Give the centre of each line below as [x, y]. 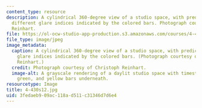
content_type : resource [36, 12]
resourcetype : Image [32, 85]
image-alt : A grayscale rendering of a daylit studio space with [95, 73]
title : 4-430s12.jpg [32, 90]
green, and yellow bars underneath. [63, 79]
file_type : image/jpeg [35, 40]
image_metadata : [26, 46]
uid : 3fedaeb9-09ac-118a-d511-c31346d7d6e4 [62, 95]
